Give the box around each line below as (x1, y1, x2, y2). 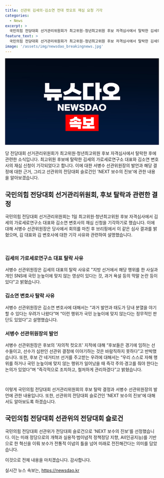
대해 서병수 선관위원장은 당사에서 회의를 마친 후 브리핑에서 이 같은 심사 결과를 (5, 226, 152, 232)
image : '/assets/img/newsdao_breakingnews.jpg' (5, 44, 104, 49)
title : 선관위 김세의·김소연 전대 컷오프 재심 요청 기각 (5, 8, 103, 13)
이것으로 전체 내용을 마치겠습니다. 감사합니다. (5, 457, 91, 463)
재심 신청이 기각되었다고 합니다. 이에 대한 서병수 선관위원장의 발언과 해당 (14, 163, 152, 169)
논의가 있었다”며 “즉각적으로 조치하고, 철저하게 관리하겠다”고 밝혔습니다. (5, 367, 143, 372)
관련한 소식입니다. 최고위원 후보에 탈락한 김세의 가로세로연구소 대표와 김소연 (5, 156, 150, 162)
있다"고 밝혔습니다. (5, 279, 41, 285)
